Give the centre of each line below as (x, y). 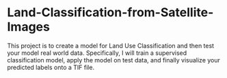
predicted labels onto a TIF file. (51, 67)
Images (28, 27)
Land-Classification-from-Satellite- (110, 13)
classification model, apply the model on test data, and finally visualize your (114, 60)
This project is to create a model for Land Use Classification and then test (110, 45)
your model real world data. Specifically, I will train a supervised (97, 53)
